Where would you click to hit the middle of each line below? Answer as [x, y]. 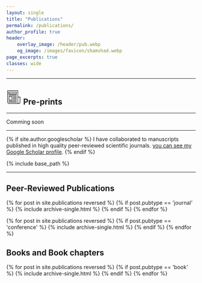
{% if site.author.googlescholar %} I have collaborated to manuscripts [93, 139]
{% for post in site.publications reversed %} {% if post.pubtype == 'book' [97, 267]
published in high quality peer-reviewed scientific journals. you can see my [99, 146]
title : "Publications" [35, 19]
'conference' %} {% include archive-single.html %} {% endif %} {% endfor [99, 227]
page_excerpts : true [32, 57]
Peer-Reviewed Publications [60, 188]
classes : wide [24, 63]
